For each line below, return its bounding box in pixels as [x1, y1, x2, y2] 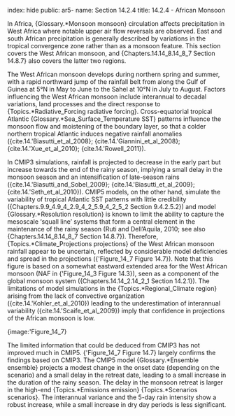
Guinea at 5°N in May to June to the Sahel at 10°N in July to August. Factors [7, 85, 226, 93]
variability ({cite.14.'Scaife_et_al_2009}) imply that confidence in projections [7, 307, 225, 315]
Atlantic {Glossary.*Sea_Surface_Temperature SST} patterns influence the [7, 115, 222, 123]
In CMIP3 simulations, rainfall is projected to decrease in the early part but [7, 158, 222, 166]
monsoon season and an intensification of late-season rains [7, 173, 180, 181]
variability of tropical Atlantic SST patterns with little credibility [7, 195, 187, 203]
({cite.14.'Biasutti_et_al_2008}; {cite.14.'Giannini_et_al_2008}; [7, 137, 180, 145]
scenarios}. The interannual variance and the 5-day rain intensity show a [7, 393, 217, 401]
